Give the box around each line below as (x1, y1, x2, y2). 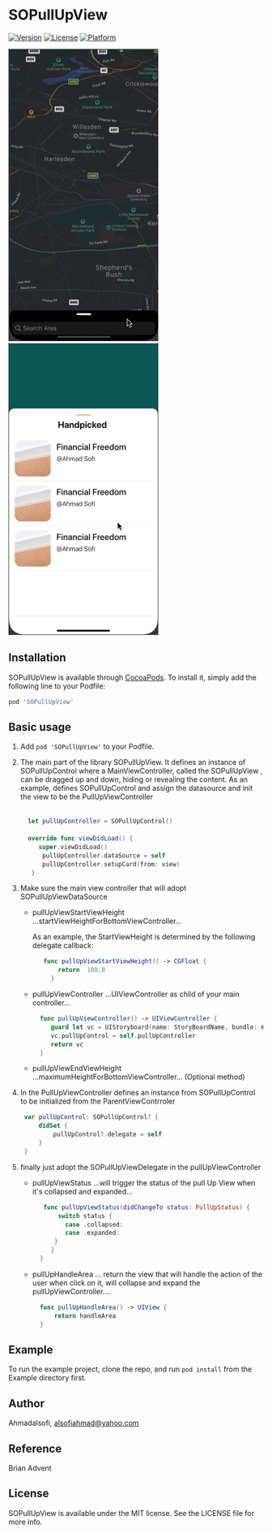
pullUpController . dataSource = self (41, 851, 166, 860)
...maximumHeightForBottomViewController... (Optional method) (32, 1072, 245, 1082)
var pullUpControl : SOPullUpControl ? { (23, 1113, 159, 1121)
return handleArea (53, 1311, 117, 1320)
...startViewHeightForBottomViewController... (32, 916, 182, 926)
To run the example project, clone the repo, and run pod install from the (8, 1364, 253, 1374)
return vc (50, 1040, 83, 1048)
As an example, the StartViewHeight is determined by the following (32, 932, 256, 942)
